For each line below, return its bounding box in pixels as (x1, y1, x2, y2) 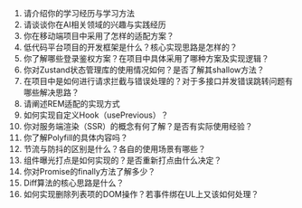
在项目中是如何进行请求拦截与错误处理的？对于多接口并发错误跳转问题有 (23, 76, 293, 86)
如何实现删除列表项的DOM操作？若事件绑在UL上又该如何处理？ (23, 189, 260, 199)
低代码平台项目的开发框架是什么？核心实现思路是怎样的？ (23, 42, 238, 52)
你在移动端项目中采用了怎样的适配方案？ (23, 31, 175, 41)
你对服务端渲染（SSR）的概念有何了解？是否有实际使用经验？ (23, 121, 253, 131)
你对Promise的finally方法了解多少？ (23, 166, 156, 176)
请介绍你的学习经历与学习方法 (23, 8, 135, 18)
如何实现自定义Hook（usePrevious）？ (23, 109, 169, 120)
